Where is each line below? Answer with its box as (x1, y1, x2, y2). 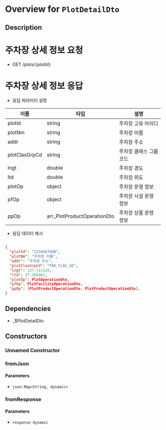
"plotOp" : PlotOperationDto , (9, 277, 70, 282)
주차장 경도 (119, 165, 143, 172)
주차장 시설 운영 (119, 192, 154, 199)
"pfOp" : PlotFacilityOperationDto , (9, 282, 83, 287)
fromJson (5, 361, 29, 368)
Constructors (5, 332, 47, 341)
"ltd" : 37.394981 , (9, 272, 48, 277)
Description (5, 23, 42, 32)
